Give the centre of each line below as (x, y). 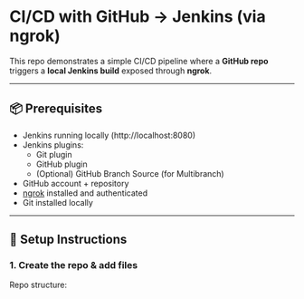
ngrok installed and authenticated (85, 193)
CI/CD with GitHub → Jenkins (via (138, 17)
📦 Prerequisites (56, 109)
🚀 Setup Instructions (68, 240)
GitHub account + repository (76, 183)
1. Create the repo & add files (74, 265)
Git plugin (54, 154)
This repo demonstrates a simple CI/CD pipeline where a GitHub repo (139, 61)
